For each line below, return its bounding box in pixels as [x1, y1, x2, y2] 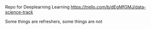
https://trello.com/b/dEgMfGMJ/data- [70, 4, 146, 10]
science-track [5, 9, 33, 15]
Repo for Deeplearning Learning [5, 4, 70, 10]
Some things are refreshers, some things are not [5, 19, 103, 24]
